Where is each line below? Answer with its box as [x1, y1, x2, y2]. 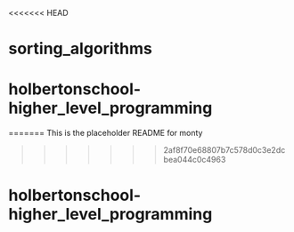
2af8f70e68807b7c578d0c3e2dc [163, 145, 286, 156]
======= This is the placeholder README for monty [8, 128, 203, 139]
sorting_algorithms [8, 39, 152, 59]
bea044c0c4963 [163, 155, 226, 165]
